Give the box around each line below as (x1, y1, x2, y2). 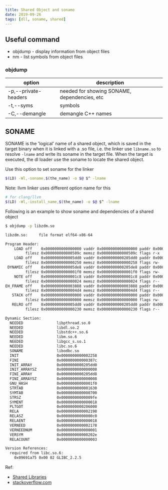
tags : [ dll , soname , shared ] (5, 17, 66, 22)
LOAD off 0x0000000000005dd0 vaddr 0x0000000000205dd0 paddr (14, 256, 151, 261)
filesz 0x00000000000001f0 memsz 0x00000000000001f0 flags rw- (25, 269, 160, 275)
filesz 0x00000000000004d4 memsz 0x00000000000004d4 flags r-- (25, 288, 160, 293)
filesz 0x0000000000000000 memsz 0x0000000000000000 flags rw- (25, 298, 160, 303)
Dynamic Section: (5, 316, 41, 321)
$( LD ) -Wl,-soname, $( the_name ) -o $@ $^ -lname (5, 176, 106, 181)
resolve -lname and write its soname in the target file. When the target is (5, 151, 153, 157)
